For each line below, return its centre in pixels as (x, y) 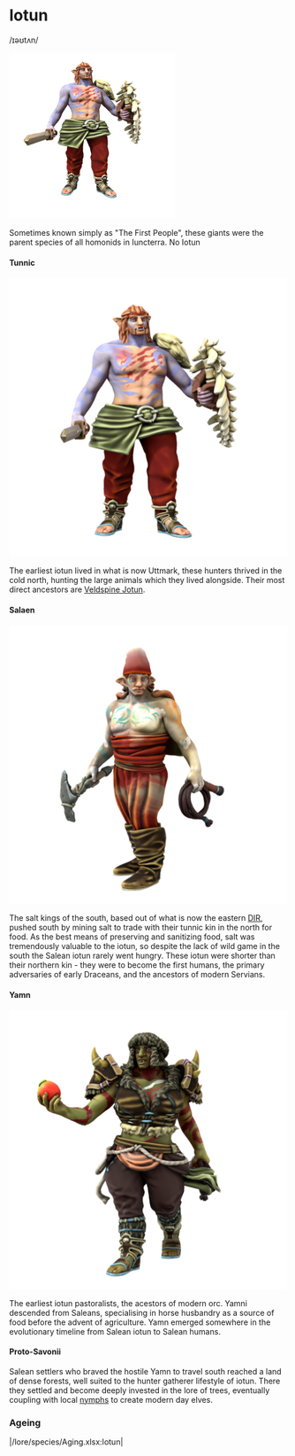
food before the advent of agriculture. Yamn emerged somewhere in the (140, 1322)
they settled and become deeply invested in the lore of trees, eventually (140, 1390)
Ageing (25, 1422)
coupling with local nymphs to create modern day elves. (111, 1399)
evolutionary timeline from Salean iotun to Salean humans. (115, 1331)
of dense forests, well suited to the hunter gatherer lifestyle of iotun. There (145, 1381)
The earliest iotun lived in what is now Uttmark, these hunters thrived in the (146, 571)
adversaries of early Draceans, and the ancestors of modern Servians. (137, 975)
